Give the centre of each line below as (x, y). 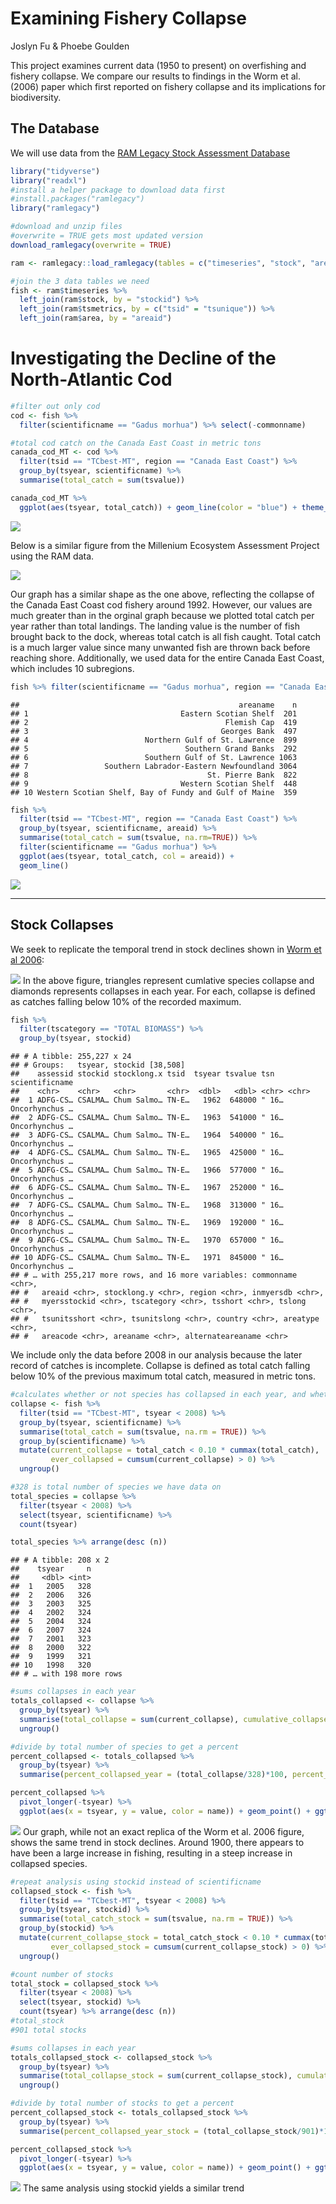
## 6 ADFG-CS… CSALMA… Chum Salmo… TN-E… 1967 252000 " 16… (147, 1188)
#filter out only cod (55, 406)
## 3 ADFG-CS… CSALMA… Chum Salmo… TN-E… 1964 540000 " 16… (147, 1135)
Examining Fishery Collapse (128, 18)
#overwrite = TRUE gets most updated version (106, 236)
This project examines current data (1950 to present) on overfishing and (158, 65)
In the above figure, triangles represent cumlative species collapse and (168, 980)
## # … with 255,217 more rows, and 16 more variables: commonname (154, 1275)
